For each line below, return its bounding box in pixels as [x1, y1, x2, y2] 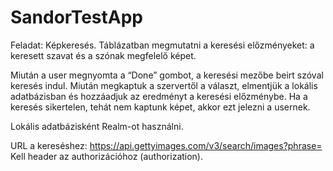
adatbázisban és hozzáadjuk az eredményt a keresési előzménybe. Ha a [10, 90, 308, 102]
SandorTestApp [10, 6, 143, 29]
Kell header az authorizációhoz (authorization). [10, 150, 204, 162]
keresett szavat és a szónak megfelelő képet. [10, 49, 197, 61]
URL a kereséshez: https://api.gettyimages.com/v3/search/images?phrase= [10, 139, 323, 151]
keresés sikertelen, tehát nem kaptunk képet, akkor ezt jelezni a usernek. [10, 101, 311, 113]
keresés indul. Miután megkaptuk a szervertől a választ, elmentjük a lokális [10, 79, 318, 91]
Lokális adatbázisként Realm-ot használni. [10, 120, 184, 132]
